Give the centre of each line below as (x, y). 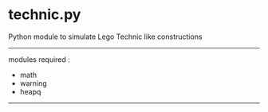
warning (33, 83)
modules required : (39, 59)
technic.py (45, 15)
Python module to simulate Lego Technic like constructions (105, 37)
